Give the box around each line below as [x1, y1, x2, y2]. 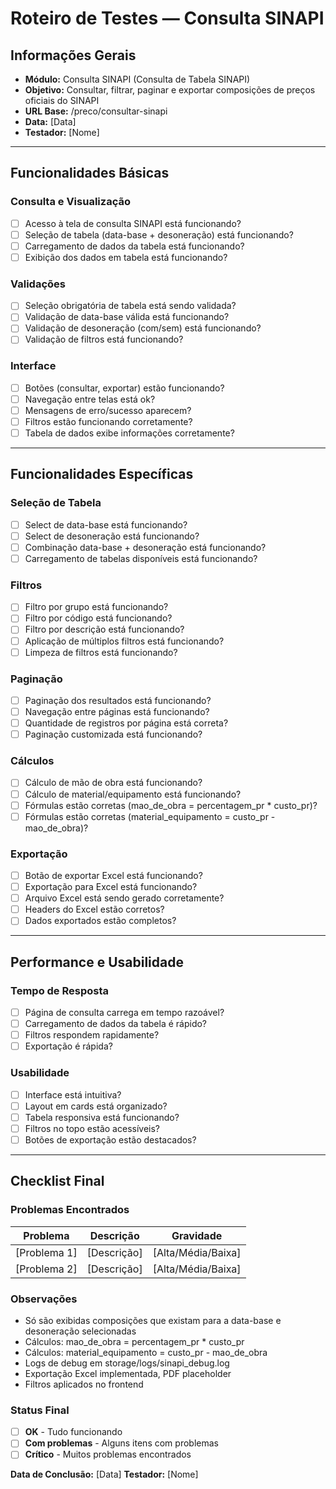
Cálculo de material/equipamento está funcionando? [24, 788, 242, 800]
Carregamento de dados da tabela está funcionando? [24, 240, 245, 252]
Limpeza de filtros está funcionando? [24, 646, 178, 658]
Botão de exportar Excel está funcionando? [24, 870, 203, 882]
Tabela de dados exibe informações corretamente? [24, 427, 235, 439]
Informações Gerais [10, 47, 137, 64]
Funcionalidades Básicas [10, 165, 170, 182]
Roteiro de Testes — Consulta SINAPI [10, 7, 325, 30]
